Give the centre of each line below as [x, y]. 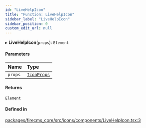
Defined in [16, 109]
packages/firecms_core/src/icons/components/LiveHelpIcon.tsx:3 [73, 120]
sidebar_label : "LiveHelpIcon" [38, 19]
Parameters [17, 54]
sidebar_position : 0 [27, 24]
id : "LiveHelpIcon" [25, 10]
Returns [14, 87]
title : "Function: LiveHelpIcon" [40, 14]
